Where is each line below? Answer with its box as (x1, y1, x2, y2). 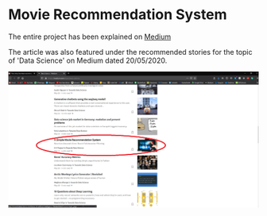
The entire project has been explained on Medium (8, 32, 172, 41)
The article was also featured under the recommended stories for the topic (8, 47, 253, 56)
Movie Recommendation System (8, 6, 228, 24)
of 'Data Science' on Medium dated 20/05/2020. (8, 56, 168, 65)
